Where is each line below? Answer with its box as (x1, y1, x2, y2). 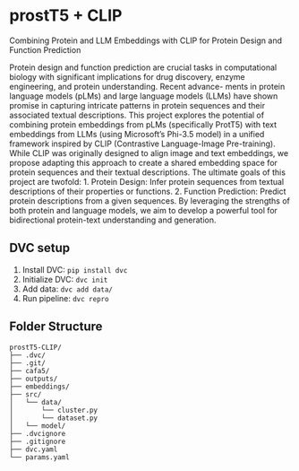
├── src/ (9, 389, 42, 399)
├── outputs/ (9, 374, 58, 383)
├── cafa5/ (9, 366, 50, 375)
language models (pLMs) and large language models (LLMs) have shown (9, 91, 278, 101)
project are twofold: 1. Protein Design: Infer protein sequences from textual (9, 176, 285, 187)
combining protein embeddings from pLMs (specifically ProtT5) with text (9, 118, 278, 130)
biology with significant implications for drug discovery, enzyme (9, 71, 245, 82)
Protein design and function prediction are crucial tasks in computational (9, 62, 278, 73)
